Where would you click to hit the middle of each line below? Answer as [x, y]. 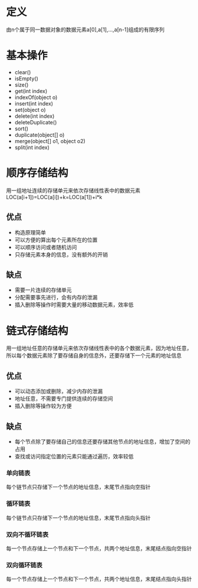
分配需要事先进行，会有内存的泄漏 [56, 298]
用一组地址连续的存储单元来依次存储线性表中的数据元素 [73, 190]
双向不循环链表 [27, 534]
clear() [23, 72]
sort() [21, 128]
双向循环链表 [24, 565]
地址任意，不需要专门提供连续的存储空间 [64, 399]
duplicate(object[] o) [39, 135]
